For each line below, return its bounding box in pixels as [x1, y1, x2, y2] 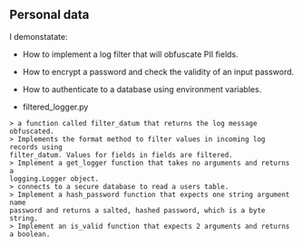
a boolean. [9, 230, 51, 239]
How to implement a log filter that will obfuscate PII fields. [22, 49, 239, 60]
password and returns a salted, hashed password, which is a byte [9, 205, 266, 215]
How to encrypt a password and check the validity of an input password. [22, 66, 295, 77]
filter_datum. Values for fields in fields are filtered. [9, 150, 233, 159]
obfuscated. [9, 127, 54, 136]
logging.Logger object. [9, 174, 100, 184]
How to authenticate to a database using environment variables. [22, 83, 262, 94]
